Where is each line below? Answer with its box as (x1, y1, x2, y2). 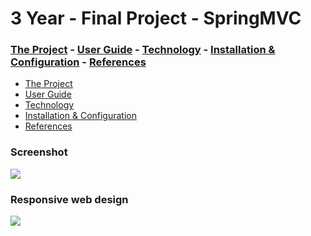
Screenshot (10, 145, 68, 159)
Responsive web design (10, 192, 129, 206)
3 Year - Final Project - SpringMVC (10, 7, 302, 30)
